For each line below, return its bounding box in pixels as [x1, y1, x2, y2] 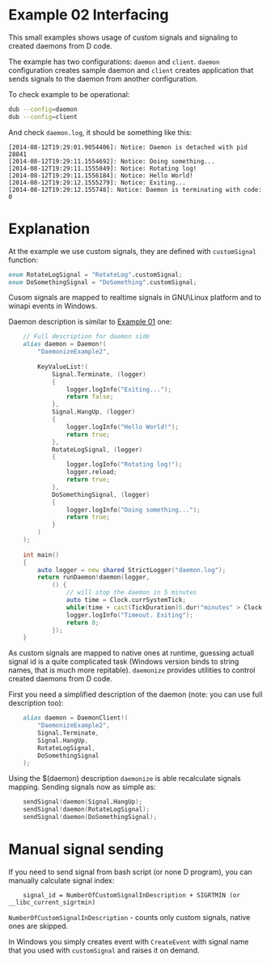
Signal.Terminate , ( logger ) [51, 370, 147, 378]
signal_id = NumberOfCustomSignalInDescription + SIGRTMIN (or [23, 891, 241, 899]
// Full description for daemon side [23, 333, 150, 341]
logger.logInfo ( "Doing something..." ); [66, 506, 201, 514]
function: [8, 255, 39, 265]
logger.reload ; [66, 468, 117, 477]
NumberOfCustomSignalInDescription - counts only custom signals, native [8, 912, 251, 922]
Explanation [8, 219, 91, 238]
